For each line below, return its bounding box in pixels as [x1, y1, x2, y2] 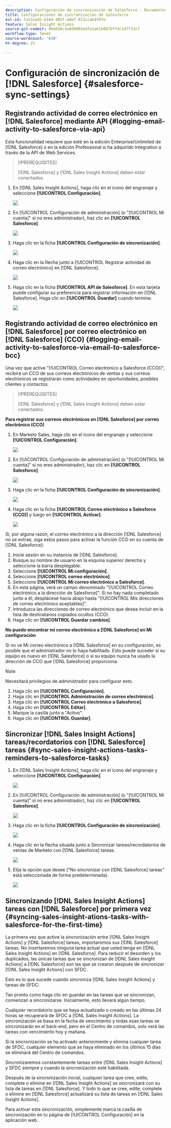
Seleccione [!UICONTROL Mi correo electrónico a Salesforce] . [12, 579, 146, 585]
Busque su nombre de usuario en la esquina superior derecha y [12, 557, 146, 563]
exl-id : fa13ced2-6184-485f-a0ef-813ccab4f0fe [5, 17, 106, 22]
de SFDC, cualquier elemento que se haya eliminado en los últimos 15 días [5, 1044, 161, 1050]
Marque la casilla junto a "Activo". [12, 709, 83, 716]
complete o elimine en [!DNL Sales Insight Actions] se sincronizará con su [5, 1080, 160, 1086]
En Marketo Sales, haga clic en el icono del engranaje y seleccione [12, 431, 153, 437]
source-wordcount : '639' [5, 36, 58, 41]
